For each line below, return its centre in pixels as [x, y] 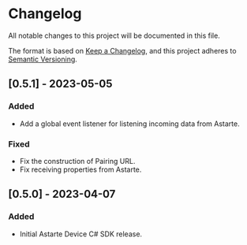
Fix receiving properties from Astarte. [80, 169]
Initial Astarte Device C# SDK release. [81, 234]
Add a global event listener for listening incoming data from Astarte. [129, 124]
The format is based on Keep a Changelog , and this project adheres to [122, 50]
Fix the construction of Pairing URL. [77, 161]
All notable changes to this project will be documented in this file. [114, 35]
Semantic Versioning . [43, 59]
